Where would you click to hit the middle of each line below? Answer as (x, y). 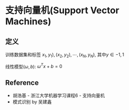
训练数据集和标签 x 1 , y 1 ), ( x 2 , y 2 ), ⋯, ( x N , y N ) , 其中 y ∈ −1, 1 (65, 55)
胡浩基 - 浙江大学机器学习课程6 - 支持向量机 (59, 96)
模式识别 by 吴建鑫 (32, 102)
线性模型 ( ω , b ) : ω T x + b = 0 (34, 66)
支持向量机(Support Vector (62, 10)
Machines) (28, 22)
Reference (22, 82)
